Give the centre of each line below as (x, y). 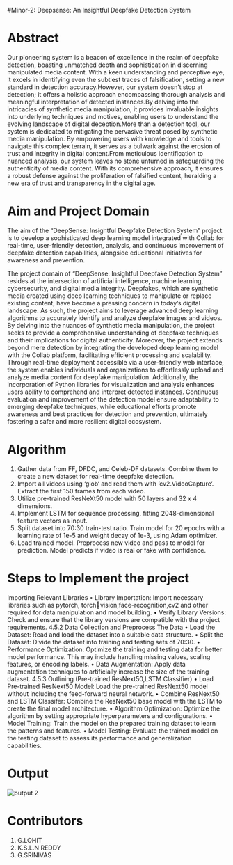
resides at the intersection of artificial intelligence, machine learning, (105, 280)
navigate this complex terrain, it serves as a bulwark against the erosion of (114, 146)
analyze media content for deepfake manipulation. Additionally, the (103, 377)
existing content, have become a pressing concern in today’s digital (104, 303)
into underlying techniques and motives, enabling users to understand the (113, 116)
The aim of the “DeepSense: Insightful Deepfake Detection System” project (115, 230)
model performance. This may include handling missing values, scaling (109, 656)
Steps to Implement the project (98, 578)
